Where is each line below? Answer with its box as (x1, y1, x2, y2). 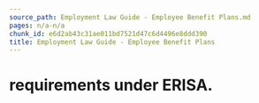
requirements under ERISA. (9, 76, 214, 95)
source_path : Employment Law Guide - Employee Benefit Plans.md (9, 12, 251, 22)
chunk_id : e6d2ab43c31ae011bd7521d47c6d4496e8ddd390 (9, 29, 208, 38)
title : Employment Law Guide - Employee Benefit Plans (9, 37, 216, 47)
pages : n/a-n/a (9, 21, 65, 30)
